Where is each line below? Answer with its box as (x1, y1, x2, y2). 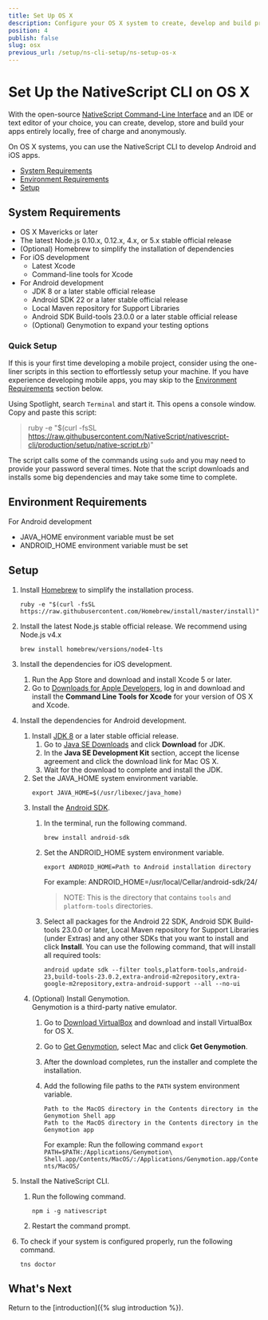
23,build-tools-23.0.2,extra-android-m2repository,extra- (43, 972, 241, 981)
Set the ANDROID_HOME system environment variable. (43, 847, 225, 857)
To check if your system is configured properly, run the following (19, 1236, 233, 1246)
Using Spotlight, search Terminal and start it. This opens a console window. (8, 400, 257, 409)
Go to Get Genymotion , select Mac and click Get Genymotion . (43, 1042, 248, 1051)
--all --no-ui (194, 979, 241, 987)
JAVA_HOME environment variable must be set (19, 532, 174, 542)
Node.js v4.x (19, 629, 62, 639)
